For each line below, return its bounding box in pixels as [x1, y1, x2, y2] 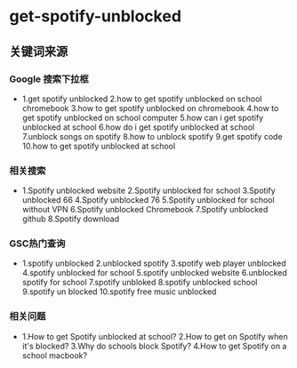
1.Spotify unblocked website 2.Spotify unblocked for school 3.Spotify [21, 185, 276, 196]
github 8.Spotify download [21, 213, 120, 224]
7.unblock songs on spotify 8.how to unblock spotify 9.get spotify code [21, 131, 283, 141]
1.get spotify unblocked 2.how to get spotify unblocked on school [21, 93, 262, 104]
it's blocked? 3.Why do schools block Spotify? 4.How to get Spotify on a [21, 340, 287, 351]
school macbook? [21, 349, 87, 361]
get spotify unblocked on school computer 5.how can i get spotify [21, 112, 264, 123]
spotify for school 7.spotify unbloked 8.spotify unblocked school [21, 277, 258, 288]
